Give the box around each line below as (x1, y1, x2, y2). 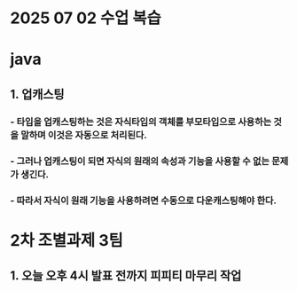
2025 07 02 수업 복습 (10, 8, 162, 28)
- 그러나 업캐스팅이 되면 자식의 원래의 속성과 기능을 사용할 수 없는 (10, 154, 270, 167)
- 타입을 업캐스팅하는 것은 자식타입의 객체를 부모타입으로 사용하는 (10, 115, 272, 128)
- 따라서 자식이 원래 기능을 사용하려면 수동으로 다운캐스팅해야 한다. (10, 194, 277, 207)
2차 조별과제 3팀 (10, 230, 123, 250)
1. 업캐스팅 (10, 86, 65, 102)
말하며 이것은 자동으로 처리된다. (20, 129, 147, 141)
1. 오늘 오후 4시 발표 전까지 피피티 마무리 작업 (10, 268, 242, 284)
